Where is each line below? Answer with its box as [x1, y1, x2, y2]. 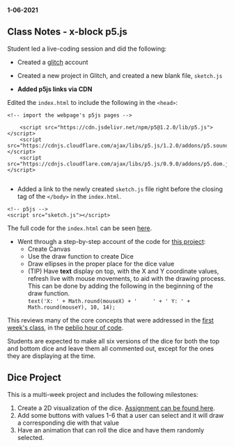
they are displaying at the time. [7, 351, 96, 360]
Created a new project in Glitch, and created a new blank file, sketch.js [17, 71, 223, 79]
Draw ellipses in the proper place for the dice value [27, 259, 175, 268]
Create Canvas [27, 245, 71, 253]
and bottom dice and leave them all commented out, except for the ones [7, 344, 214, 352]
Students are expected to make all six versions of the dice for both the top [7, 336, 220, 345]
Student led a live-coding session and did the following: [7, 44, 167, 53]
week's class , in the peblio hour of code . [7, 323, 124, 332]
